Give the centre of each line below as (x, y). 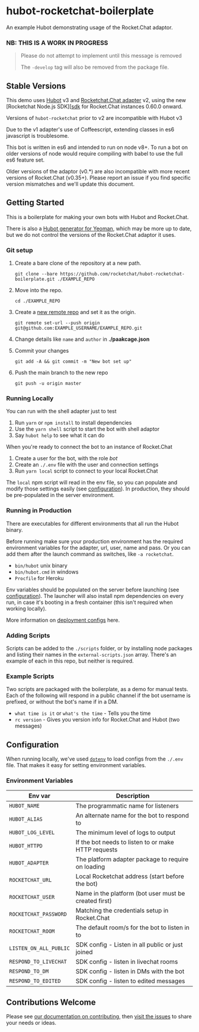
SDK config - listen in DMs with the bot (130, 971)
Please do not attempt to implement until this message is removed (101, 56)
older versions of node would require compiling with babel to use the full (94, 154)
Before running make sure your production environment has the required (95, 541)
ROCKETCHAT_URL (31, 880)
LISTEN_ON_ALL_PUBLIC (39, 949)
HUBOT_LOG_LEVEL (32, 833)
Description (133, 796)
